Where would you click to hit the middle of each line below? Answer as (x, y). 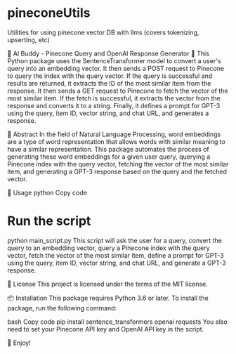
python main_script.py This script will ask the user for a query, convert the (115, 240)
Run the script (49, 221)
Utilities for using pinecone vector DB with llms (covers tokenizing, (103, 32)
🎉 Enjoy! (19, 343)
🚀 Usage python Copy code (47, 192)
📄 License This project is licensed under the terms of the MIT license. (108, 284)
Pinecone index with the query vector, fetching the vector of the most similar (118, 164)
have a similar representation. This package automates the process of (108, 149)
